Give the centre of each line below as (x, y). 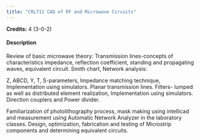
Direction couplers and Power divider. (53, 99)
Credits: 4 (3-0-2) (29, 29)
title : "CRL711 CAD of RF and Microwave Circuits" (71, 12)
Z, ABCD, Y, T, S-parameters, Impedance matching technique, (83, 80)
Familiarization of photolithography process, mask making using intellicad (98, 111)
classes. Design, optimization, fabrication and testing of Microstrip (89, 124)
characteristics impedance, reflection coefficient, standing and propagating (100, 62)
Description (21, 43)
